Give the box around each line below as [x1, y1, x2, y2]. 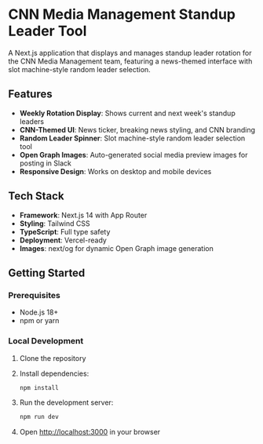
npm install [19, 384, 59, 391]
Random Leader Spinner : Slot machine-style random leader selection [19, 133, 246, 143]
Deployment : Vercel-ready [19, 235, 108, 245]
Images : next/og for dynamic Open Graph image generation [19, 243, 214, 253]
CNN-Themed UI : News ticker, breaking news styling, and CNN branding [19, 125, 255, 134]
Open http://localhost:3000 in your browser [19, 428, 161, 437]
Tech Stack [8, 190, 64, 203]
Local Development [8, 336, 84, 347]
